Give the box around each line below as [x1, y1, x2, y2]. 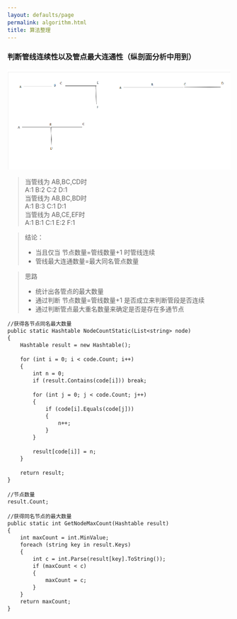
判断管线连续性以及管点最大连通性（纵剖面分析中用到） [7, 52, 196, 62]
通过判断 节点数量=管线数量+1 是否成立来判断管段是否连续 [35, 296, 205, 305]
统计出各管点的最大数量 [35, 287, 104, 296]
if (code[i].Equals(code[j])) [45, 405, 134, 413]
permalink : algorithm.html [7, 18, 87, 26]
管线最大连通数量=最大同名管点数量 [35, 257, 139, 265]
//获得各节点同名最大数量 [7, 320, 72, 328]
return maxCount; [20, 598, 71, 606]
